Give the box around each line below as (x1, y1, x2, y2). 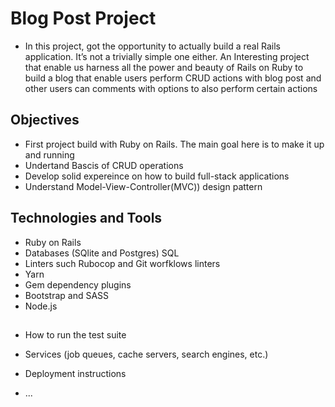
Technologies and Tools (10, 210, 163, 227)
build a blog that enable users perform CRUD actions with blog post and (24, 72, 322, 84)
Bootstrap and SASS (24, 289, 110, 301)
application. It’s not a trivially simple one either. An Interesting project (24, 50, 310, 62)
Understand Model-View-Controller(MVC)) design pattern (24, 180, 263, 192)
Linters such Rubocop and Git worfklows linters (24, 257, 221, 269)
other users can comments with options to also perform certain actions (24, 82, 318, 94)
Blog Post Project (10, 7, 157, 30)
